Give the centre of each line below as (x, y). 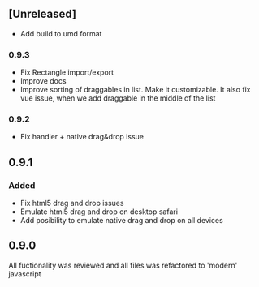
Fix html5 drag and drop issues (72, 203)
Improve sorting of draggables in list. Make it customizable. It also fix (135, 90)
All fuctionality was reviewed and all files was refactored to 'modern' (123, 265)
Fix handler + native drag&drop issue (82, 137)
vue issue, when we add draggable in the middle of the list (118, 98)
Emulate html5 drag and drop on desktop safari (99, 212)
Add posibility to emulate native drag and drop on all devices (121, 221)
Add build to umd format (61, 33)
